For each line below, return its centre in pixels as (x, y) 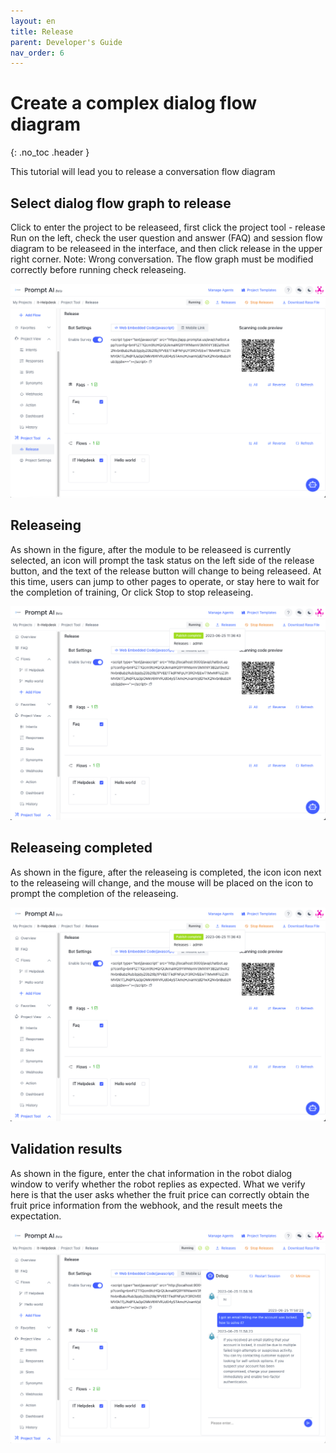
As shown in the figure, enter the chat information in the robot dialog (151, 1173)
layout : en (33, 21)
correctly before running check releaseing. (98, 269)
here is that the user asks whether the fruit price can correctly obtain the (160, 1194)
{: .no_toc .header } (50, 152)
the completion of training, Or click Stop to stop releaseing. (132, 592)
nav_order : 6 (37, 53)
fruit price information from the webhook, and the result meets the (146, 1205)
